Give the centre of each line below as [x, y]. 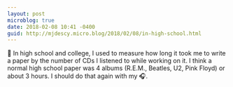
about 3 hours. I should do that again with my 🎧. [78, 76]
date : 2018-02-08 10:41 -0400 [51, 27]
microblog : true [31, 20]
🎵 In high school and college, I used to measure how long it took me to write [116, 53]
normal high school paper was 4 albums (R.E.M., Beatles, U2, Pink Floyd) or [116, 68]
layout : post [26, 14]
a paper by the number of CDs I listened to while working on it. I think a [110, 61]
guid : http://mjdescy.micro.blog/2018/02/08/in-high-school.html [104, 33]
